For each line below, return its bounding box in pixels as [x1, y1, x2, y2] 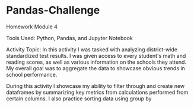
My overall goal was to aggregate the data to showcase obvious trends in [6, 64, 185, 71]
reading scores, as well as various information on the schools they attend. [6, 58, 187, 66]
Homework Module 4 [6, 23, 58, 30]
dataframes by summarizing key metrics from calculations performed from [6, 89, 189, 96]
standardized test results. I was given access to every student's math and [6, 52, 186, 59]
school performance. [6, 71, 58, 78]
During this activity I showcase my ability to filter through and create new [6, 82, 185, 89]
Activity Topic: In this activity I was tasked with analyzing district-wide [6, 45, 178, 53]
